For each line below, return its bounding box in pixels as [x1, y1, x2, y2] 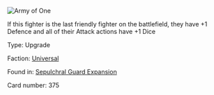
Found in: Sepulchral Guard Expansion [7, 68, 117, 76]
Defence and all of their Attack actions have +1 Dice [7, 28, 156, 35]
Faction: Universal [7, 54, 59, 62]
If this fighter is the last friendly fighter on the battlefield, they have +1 [7, 20, 208, 28]
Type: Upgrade [7, 41, 51, 49]
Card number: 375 [7, 81, 60, 89]
